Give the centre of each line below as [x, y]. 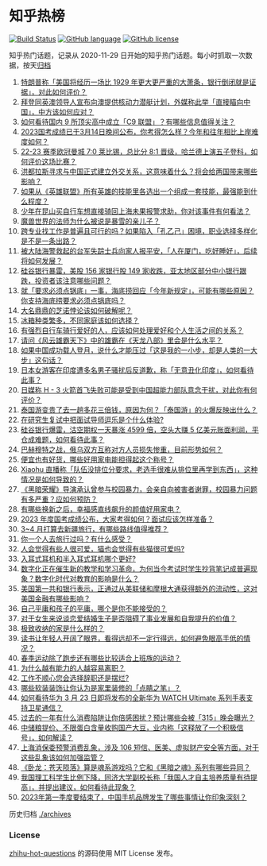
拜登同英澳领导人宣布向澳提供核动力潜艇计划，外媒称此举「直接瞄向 [132, 102]
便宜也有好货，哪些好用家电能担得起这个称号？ [97, 459]
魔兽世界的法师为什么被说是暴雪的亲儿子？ [90, 221]
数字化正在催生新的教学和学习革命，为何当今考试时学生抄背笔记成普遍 [135, 568]
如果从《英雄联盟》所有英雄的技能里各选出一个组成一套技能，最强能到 [135, 191]
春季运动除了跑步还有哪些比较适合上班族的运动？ [101, 658]
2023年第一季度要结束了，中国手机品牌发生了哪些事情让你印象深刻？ [133, 797]
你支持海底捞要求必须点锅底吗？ [73, 300]
